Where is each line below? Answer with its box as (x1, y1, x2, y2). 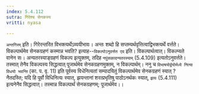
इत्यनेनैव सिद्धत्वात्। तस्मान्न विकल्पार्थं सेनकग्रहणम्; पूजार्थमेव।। (6, 81, 124, 88)
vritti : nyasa (6, 20, 42, 25)
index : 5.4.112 (6, 8, 44, 15)
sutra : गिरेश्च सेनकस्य (6, 14, 51, 20)
